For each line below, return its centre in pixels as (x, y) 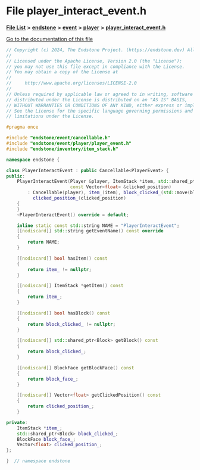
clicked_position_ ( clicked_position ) (79, 198)
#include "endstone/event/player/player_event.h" (69, 144)
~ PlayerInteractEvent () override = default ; (73, 215)
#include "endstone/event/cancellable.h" (58, 138)
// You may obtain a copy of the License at (62, 72)
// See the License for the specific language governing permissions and (100, 111)
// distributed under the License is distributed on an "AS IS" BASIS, (97, 99)
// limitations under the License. (50, 116)
